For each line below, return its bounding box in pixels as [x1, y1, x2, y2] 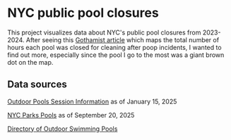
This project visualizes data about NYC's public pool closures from [7, 28, 201, 37]
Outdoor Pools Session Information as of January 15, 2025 [7, 97, 177, 106]
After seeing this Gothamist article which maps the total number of [25, 35, 220, 44]
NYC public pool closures [7, 5, 159, 21]
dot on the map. [7, 58, 54, 66]
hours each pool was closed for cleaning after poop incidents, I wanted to [7, 43, 222, 51]
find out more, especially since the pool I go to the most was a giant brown [7, 51, 225, 59]
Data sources [7, 79, 67, 91]
